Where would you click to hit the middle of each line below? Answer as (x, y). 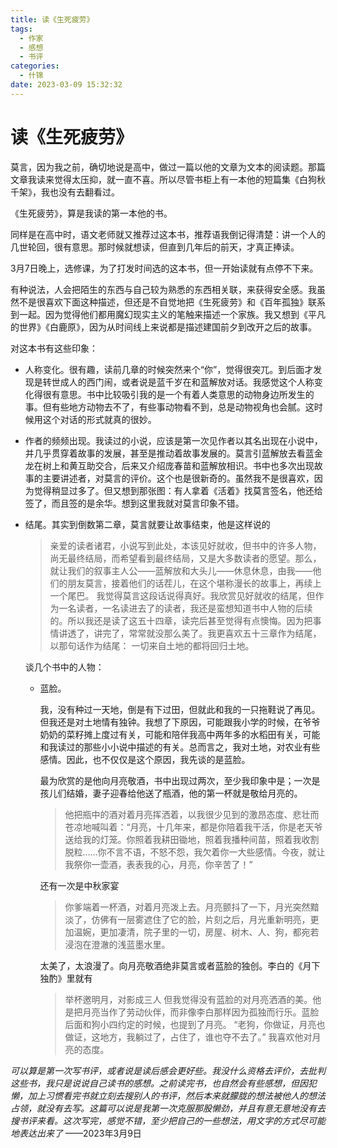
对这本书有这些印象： (54, 348)
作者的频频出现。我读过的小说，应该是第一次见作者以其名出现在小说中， (173, 440)
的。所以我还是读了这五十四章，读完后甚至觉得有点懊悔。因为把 (181, 620)
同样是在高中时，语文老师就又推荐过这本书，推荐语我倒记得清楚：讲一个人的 (168, 234)
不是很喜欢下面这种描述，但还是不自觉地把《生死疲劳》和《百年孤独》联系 (172, 302)
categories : (35, 66)
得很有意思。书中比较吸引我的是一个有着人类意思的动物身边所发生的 (174, 394)
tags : (21, 29)
